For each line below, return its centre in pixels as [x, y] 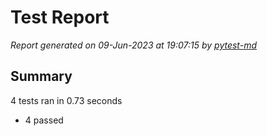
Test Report [60, 17]
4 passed [44, 120]
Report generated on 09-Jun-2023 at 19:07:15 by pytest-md [133, 45]
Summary [41, 76]
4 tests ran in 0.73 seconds [66, 100]
